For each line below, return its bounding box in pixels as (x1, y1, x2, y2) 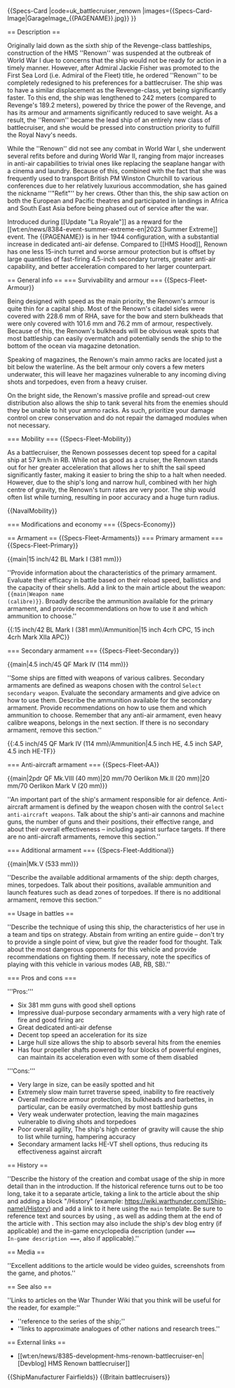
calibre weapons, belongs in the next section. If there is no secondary (7, 719, 209, 726)
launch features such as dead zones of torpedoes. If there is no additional (7, 888, 221, 896)
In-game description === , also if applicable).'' (7, 1234, 140, 1242)
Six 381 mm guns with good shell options (17, 1001, 136, 1009)
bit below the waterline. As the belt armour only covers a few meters (7, 363, 205, 371)
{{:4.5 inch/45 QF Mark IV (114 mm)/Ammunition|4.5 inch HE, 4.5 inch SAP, (7, 740, 223, 747)
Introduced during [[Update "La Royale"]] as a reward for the (7, 218, 183, 226)
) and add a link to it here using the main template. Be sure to (48, 1204, 223, 1213)
